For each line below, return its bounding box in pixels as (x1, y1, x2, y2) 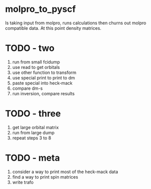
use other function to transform (12, 69, 77, 75)
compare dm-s (12, 85, 43, 91)
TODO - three (5, 108, 61, 120)
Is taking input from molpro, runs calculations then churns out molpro (5, 20, 147, 26)
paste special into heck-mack (12, 80, 73, 86)
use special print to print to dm (12, 74, 75, 80)
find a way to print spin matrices (12, 174, 78, 180)
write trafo (12, 179, 34, 185)
